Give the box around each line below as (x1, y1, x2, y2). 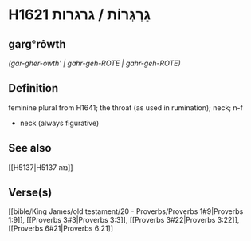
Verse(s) (8, 186, 53, 200)
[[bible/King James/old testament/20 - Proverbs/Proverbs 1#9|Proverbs (8, 207, 244, 216)
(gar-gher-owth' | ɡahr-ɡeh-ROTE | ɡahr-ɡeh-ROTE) (8, 58, 181, 68)
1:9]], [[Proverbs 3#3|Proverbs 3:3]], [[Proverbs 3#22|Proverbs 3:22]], (8, 215, 240, 225)
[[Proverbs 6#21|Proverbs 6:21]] (8, 223, 114, 233)
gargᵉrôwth (8, 38, 66, 51)
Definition (8, 81, 58, 95)
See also (8, 141, 52, 155)
